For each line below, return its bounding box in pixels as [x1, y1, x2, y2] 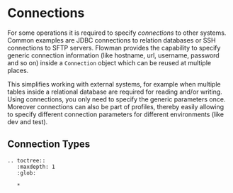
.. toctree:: [7, 157, 46, 164]
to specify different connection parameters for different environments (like [7, 110, 225, 118]
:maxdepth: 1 [16, 163, 55, 170]
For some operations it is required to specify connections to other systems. [7, 28, 227, 37]
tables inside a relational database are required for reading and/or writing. [7, 87, 223, 96]
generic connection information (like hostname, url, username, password [7, 51, 220, 60]
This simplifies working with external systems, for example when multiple [7, 79, 221, 88]
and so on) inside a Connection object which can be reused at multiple [7, 58, 211, 67]
